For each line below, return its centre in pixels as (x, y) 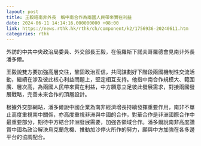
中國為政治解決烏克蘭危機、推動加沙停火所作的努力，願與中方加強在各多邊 (103, 130)
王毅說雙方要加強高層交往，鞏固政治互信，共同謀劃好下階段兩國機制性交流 (98, 72)
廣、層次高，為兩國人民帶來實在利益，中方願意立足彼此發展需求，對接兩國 (98, 87)
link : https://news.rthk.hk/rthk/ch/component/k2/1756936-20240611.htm (97, 28)
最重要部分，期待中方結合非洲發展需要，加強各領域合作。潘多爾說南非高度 (98, 122)
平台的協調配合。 (27, 137)
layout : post (22, 12)
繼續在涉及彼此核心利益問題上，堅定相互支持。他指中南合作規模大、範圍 (106, 80)
